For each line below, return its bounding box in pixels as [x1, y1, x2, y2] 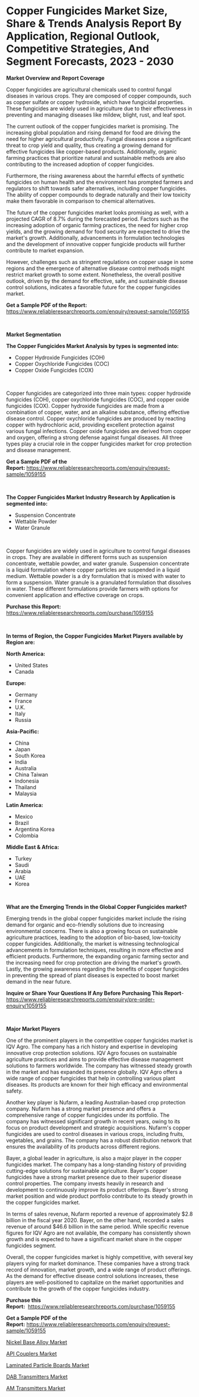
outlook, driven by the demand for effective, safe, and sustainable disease [6, 277, 188, 284]
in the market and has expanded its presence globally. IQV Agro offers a [6, 1068, 182, 1075]
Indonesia [14, 777, 39, 784]
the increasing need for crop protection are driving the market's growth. [6, 959, 182, 966]
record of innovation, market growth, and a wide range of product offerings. [6, 1266, 192, 1273]
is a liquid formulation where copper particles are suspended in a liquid [6, 566, 180, 573]
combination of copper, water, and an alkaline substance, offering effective [6, 409, 190, 416]
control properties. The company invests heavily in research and [6, 1179, 164, 1187]
